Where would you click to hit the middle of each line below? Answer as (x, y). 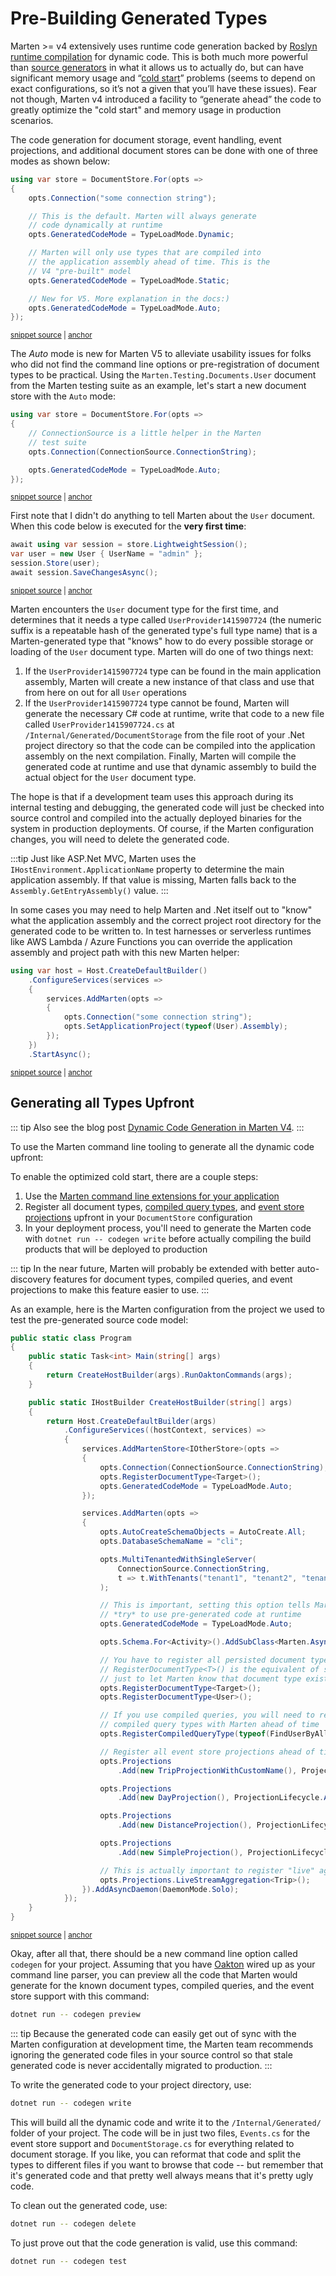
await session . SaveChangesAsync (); (84, 573)
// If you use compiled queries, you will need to (207, 1715)
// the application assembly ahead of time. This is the (149, 262)
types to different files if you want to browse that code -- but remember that (167, 2164)
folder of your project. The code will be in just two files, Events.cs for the (160, 2133)
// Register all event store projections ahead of (207, 1752)
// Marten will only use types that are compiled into (145, 253)
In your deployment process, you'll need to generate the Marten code (168, 1228)
